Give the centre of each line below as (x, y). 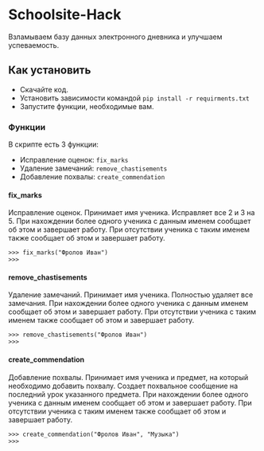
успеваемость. (34, 45)
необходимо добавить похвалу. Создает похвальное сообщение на (123, 386)
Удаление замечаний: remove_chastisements (93, 168)
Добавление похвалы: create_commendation (92, 177)
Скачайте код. (44, 89)
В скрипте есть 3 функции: (54, 144)
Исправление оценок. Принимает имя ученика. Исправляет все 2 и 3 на (132, 213)
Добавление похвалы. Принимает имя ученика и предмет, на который (128, 377)
